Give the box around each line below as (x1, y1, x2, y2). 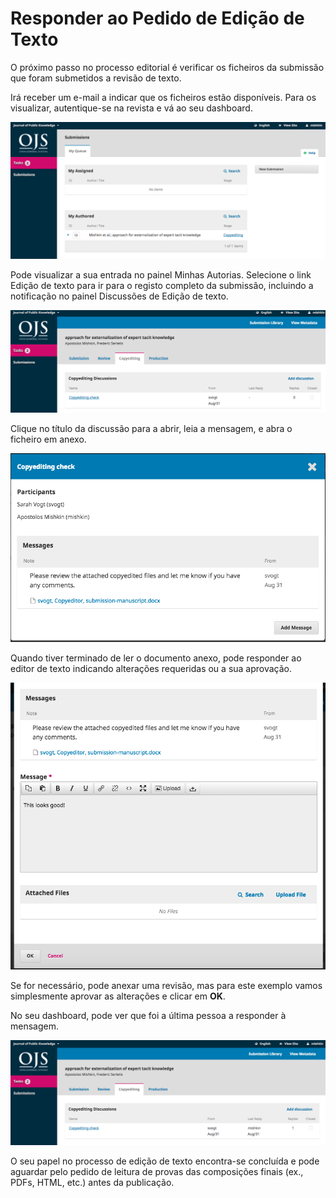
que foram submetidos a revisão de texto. (10, 72, 182, 84)
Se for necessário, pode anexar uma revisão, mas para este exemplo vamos (10, 980, 323, 992)
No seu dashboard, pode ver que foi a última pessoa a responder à (10, 1010, 287, 1022)
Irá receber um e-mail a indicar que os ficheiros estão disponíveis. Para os (10, 91, 317, 103)
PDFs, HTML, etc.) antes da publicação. (10, 1177, 175, 1189)
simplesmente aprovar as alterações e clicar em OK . (10, 990, 226, 1002)
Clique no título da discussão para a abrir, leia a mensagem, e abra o (10, 423, 293, 435)
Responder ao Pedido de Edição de (10, 7, 305, 30)
